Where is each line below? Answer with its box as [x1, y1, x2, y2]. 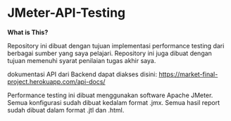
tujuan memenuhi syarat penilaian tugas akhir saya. [7, 56, 156, 64]
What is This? [7, 28, 49, 36]
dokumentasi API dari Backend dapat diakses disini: [7, 70, 157, 78]
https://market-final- [158, 70, 218, 78]
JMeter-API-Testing [7, 5, 126, 21]
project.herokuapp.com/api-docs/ [7, 77, 106, 85]
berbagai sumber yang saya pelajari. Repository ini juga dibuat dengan [7, 49, 213, 57]
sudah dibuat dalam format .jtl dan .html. [7, 106, 125, 114]
